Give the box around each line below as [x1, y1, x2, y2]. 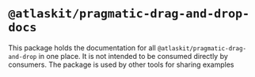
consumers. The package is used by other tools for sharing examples [8, 60, 234, 69]
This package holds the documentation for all [8, 42, 156, 53]
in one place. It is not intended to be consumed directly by [38, 51, 228, 60]
